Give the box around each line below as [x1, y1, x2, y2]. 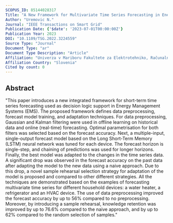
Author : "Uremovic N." [5, 17, 54, 22]
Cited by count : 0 [5, 65, 45, 70]
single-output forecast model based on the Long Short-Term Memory [5, 135, 153, 141]
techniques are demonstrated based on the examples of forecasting [5, 179, 150, 185]
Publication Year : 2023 [5, 31, 57, 36]
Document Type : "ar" [5, 46, 50, 51]
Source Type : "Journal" [5, 41, 57, 46]
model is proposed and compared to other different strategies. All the [5, 173, 152, 179]
